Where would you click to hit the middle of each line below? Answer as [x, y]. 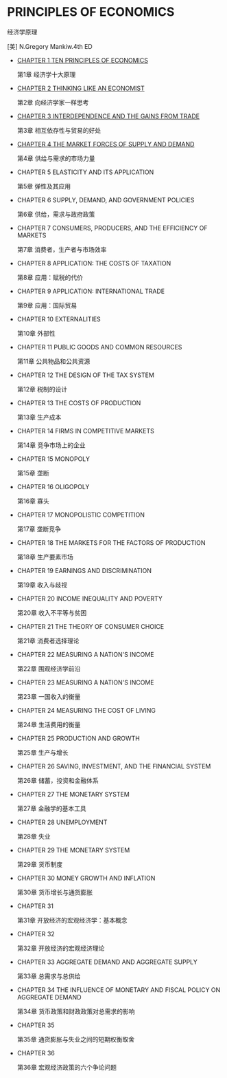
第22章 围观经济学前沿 [49, 669]
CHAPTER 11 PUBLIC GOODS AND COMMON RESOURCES [99, 347]
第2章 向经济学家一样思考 [53, 102]
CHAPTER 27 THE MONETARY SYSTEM [73, 794]
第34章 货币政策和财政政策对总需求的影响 [76, 1011]
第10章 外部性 [36, 333]
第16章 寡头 [33, 501]
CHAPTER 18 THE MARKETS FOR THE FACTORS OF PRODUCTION [111, 542]
